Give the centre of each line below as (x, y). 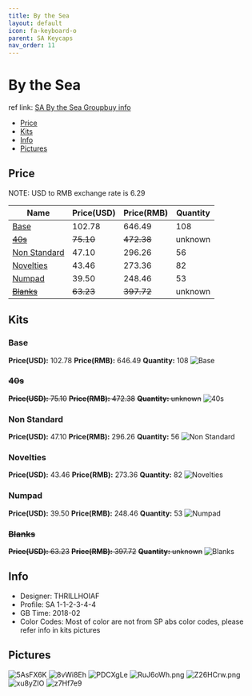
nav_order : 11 (32, 46)
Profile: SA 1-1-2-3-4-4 (58, 604)
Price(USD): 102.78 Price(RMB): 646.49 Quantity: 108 (98, 360)
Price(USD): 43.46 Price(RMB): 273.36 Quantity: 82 (95, 475)
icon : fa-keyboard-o (43, 30)
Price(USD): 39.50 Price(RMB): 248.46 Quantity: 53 (96, 513)
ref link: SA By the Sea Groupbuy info (70, 107)
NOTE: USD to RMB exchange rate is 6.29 (77, 192)
